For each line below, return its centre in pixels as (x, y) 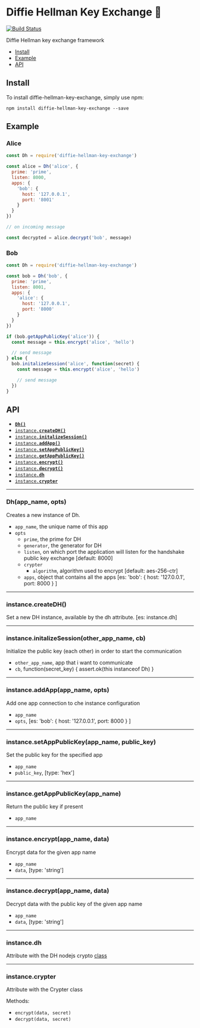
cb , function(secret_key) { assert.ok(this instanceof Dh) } (84, 669)
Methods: (18, 1001)
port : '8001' (38, 200)
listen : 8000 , (29, 178)
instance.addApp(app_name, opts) (58, 690)
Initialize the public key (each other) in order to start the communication (94, 651)
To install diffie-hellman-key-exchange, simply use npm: (75, 97)
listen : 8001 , (29, 287)
